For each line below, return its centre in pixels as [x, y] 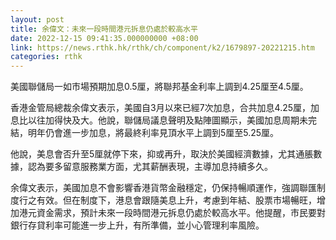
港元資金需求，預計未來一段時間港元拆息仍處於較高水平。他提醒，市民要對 [172, 213]
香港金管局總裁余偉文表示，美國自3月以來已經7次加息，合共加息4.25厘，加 [165, 108]
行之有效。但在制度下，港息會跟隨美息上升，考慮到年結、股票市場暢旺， [167, 200]
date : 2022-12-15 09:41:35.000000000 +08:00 [104, 38]
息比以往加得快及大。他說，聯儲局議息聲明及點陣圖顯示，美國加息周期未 [159, 120]
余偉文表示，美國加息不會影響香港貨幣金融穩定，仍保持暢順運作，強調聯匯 [163, 188]
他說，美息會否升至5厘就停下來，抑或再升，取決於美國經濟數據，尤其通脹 [162, 154]
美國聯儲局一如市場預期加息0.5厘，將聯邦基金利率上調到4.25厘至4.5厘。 [159, 87]
